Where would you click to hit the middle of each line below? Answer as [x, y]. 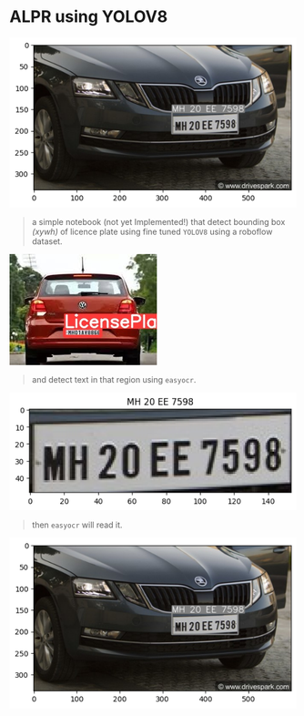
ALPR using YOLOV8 [89, 17]
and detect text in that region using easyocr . [114, 380]
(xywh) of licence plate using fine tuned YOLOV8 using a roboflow [152, 232]
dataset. [47, 241]
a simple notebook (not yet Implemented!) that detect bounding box [158, 222]
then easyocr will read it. [77, 525]
